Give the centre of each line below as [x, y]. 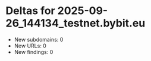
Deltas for [30, 11]
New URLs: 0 [30, 46]
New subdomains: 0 [39, 39]
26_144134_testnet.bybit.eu [75, 23]
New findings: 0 [34, 52]
